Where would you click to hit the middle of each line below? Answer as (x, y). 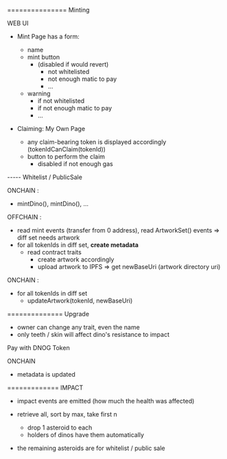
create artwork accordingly (76, 259)
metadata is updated (46, 374)
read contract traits (55, 252)
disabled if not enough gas (75, 164)
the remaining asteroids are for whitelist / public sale (91, 448)
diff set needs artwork (48, 237)
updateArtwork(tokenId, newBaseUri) (80, 301)
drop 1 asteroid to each (60, 427)
